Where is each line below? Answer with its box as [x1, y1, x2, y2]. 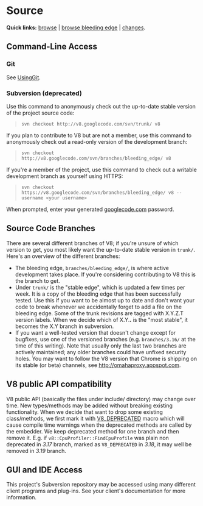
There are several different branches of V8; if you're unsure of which [6, 239, 179, 247]
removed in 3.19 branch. [6, 447, 67, 454]
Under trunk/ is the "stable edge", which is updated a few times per [15, 283, 185, 291]
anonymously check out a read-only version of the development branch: [6, 138, 188, 145]
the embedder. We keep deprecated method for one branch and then [6, 427, 179, 435]
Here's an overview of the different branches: [6, 252, 120, 260]
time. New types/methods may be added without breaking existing [6, 402, 173, 409]
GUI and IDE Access [6, 465, 83, 475]
